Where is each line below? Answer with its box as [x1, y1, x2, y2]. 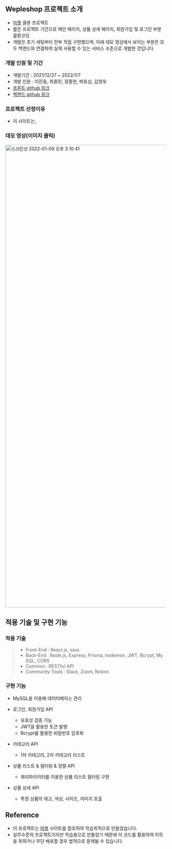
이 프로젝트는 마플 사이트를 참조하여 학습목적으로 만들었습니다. [12, 825, 138, 831]
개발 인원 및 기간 [5, 59, 43, 66]
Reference [5, 811, 39, 820]
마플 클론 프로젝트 [12, 20, 49, 26]
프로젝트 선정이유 [5, 105, 46, 113]
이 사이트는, [12, 118, 37, 125]
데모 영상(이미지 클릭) [5, 132, 55, 139]
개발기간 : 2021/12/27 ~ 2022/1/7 [12, 72, 81, 78]
